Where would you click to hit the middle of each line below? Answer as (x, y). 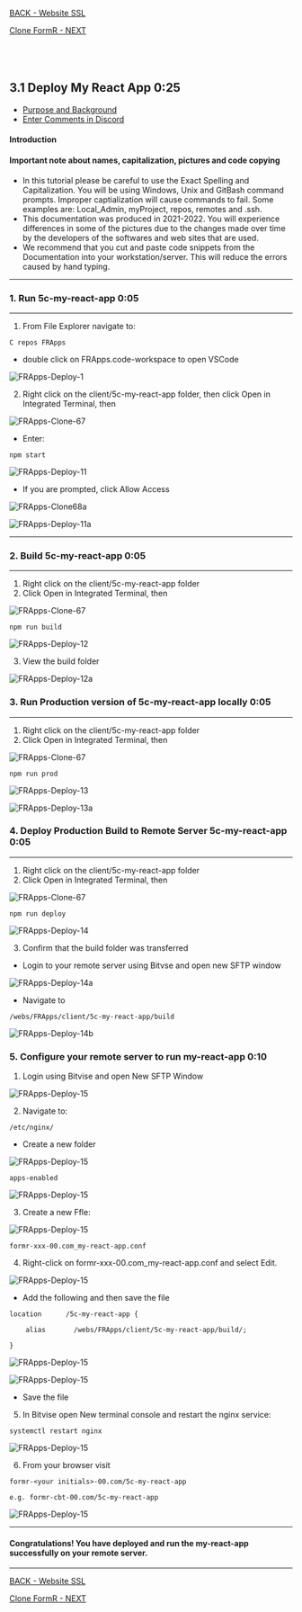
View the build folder (61, 661)
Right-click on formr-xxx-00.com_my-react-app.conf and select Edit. (150, 1263)
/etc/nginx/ (31, 1128)
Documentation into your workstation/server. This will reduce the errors (155, 256)
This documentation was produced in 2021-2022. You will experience (151, 219)
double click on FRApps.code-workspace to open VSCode (131, 359)
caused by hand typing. (66, 266)
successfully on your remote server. (79, 1553)
